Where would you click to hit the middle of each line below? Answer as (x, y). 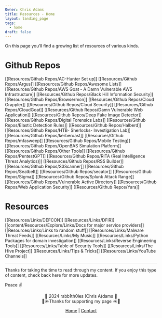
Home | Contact (81, 310)
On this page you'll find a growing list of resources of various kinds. (72, 46)
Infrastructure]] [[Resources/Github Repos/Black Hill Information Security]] (79, 94)
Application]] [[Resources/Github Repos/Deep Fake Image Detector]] (74, 115)
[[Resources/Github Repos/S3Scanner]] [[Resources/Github (64, 166)
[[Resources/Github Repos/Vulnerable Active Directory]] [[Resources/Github (81, 182)
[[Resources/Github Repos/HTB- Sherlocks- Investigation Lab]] (68, 130)
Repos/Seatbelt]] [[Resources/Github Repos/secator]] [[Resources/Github (78, 171)
